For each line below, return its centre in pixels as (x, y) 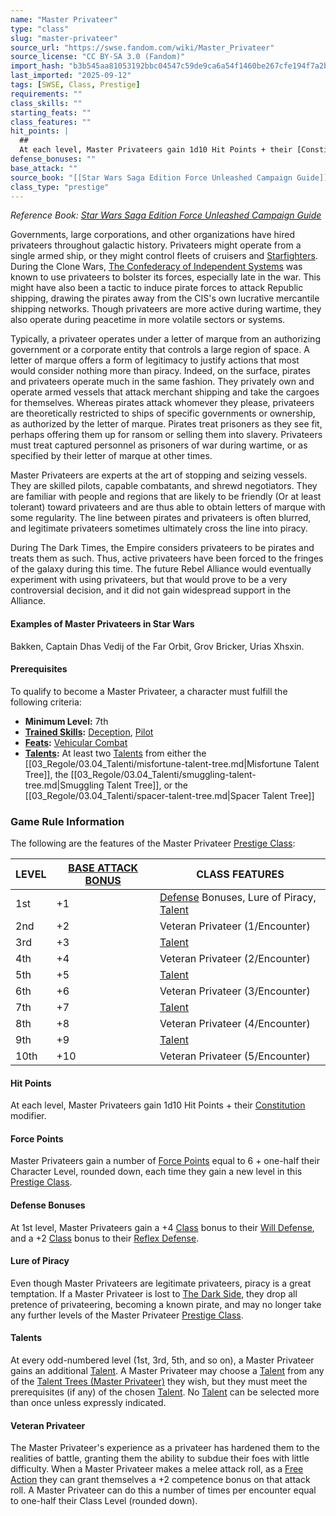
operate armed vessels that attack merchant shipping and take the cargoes (165, 392)
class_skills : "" (46, 103)
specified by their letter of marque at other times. (111, 456)
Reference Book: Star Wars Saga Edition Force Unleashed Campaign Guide (166, 215)
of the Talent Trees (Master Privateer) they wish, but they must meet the (159, 1382)
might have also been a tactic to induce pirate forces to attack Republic (157, 288)
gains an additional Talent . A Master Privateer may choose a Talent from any (167, 1371)
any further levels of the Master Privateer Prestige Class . (127, 1315)
